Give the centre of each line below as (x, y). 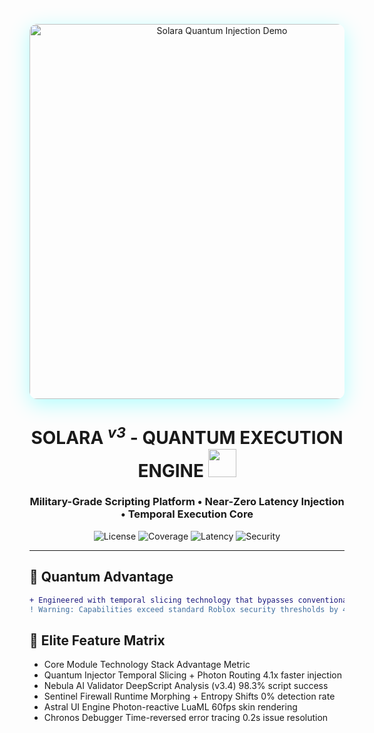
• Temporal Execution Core (187, 514)
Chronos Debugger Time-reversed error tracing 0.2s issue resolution (186, 718)
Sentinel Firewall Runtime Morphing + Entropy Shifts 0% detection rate (189, 696)
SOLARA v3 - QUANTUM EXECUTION (187, 436)
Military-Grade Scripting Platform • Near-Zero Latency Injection (187, 502)
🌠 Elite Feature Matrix (97, 640)
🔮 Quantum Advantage (101, 577)
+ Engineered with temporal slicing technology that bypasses (161, 600)
